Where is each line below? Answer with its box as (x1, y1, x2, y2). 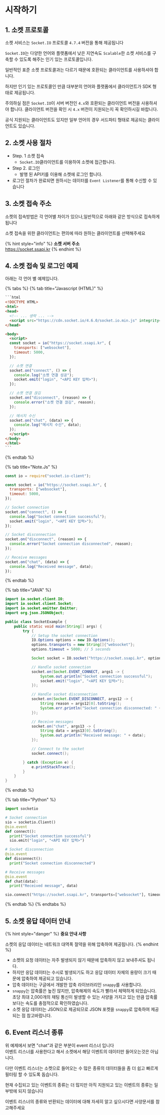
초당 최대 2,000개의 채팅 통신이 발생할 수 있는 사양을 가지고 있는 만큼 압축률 (12, 994, 158, 1000)
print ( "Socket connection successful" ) (9, 833, 91, 839)
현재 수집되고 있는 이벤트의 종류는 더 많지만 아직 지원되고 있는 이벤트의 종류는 (5, 1081, 153, 1088)
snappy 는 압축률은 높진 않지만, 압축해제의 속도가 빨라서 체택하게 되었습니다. (12, 988, 157, 994)
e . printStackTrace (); (31, 764, 76, 770)
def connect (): (5, 829, 36, 834)
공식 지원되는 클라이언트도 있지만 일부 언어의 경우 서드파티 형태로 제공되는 (5, 117, 147, 122)
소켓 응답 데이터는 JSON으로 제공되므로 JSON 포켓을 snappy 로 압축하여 (12, 1006, 150, 1012)
